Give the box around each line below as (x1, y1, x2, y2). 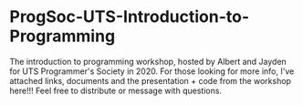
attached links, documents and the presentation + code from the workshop (9, 75, 292, 86)
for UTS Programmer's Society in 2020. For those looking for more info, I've (9, 66, 295, 77)
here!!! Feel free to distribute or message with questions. (9, 85, 222, 96)
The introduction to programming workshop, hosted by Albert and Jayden (9, 56, 287, 67)
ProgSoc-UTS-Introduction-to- (9, 6, 250, 27)
